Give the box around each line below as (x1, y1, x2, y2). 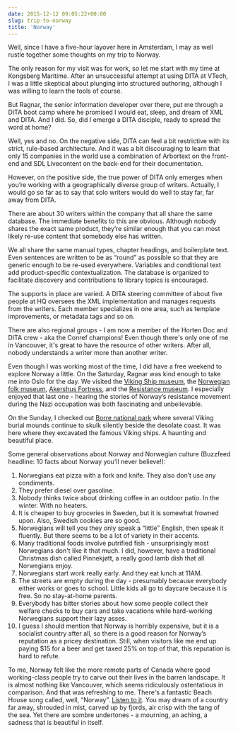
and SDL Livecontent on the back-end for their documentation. (20, 159, 203, 168)
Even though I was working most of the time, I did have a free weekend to (8, 362, 222, 371)
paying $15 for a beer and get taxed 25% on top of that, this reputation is (18, 644, 230, 653)
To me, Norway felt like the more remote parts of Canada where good (8, 665, 210, 674)
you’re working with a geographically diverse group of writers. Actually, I (8, 181, 220, 189)
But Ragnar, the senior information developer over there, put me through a (8, 101, 223, 109)
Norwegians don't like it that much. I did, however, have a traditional (18, 546, 216, 555)
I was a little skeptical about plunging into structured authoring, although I (8, 79, 222, 88)
